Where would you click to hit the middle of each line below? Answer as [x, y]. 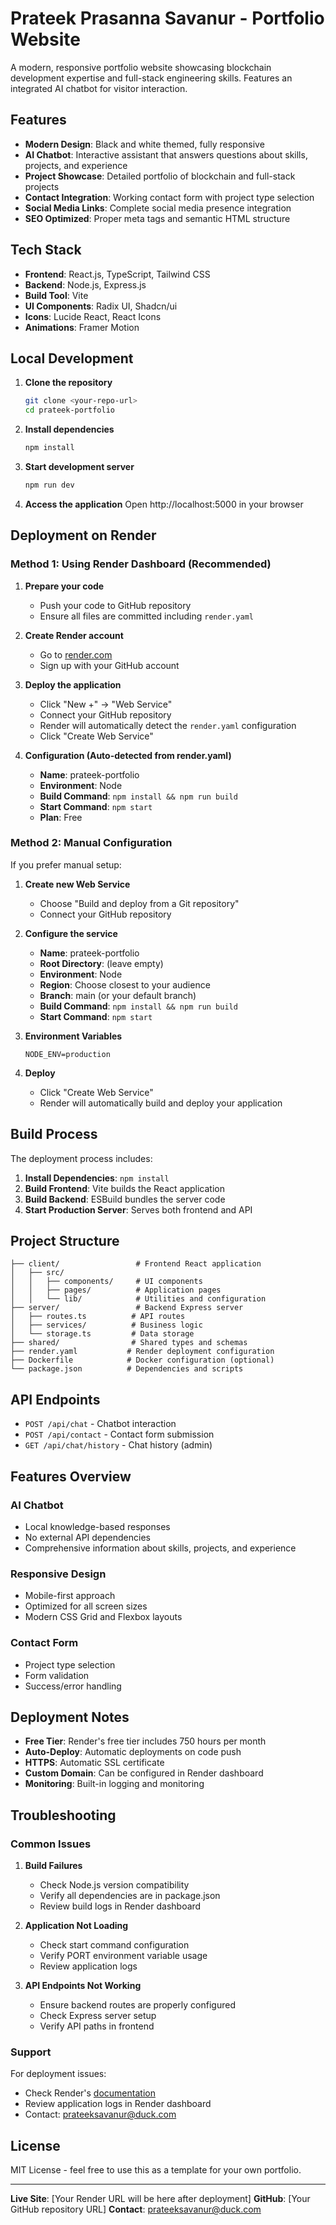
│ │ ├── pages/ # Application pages [116, 1290]
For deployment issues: [58, 2074]
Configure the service [71, 933]
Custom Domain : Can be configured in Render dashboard [144, 1773]
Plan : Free [61, 817]
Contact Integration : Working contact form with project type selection [169, 197]
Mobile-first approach [70, 1596]
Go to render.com [76, 654]
